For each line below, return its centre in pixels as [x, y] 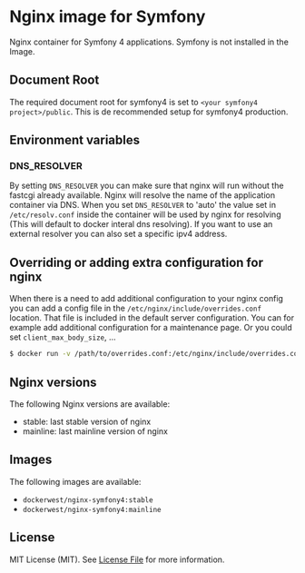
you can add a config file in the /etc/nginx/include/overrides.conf [135, 308]
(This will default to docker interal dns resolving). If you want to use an [141, 224]
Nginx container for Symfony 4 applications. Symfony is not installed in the [149, 42]
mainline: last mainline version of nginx [95, 431]
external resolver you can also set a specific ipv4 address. [118, 234]
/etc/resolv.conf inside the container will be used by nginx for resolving [145, 214]
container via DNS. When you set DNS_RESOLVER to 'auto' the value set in [143, 205]
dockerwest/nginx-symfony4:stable [88, 500]
